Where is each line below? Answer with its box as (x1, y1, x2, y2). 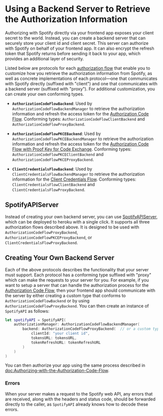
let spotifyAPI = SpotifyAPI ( (5, 318, 66, 322)
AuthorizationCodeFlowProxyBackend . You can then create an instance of (5, 303, 149, 309)
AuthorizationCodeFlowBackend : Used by (12, 100, 92, 106)
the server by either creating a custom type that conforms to (5, 292, 126, 298)
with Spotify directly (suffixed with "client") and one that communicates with (5, 80, 158, 86)
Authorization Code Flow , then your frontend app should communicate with (5, 287, 155, 293)
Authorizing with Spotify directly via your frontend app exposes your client (5, 30, 154, 36)
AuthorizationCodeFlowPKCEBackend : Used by (12, 131, 101, 136)
